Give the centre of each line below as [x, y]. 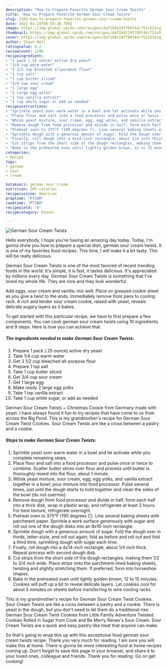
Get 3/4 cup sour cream [37, 377]
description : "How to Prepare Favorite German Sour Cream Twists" [76, 10]
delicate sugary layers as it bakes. [40, 307]
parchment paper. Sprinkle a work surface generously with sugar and [84, 521]
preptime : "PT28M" [25, 198]
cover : [12, 38]
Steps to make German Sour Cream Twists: [51, 440]
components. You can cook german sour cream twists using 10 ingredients [82, 322]
